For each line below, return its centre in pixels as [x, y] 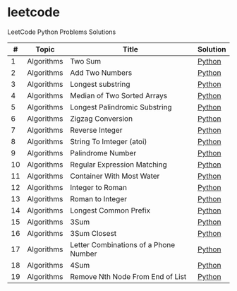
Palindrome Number [103, 153]
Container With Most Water [115, 176]
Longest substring [100, 84]
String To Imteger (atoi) [109, 141]
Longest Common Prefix [110, 210]
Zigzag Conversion [101, 119]
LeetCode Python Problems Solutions [62, 32]
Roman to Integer [98, 198]
